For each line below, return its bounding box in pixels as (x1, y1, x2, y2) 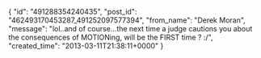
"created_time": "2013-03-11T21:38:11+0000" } (8, 41, 164, 51)
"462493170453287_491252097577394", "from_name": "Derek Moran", (8, 15, 246, 25)
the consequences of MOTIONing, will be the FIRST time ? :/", (8, 32, 213, 42)
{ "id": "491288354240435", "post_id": (8, 7, 137, 16)
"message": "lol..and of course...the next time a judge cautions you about (8, 24, 253, 33)
